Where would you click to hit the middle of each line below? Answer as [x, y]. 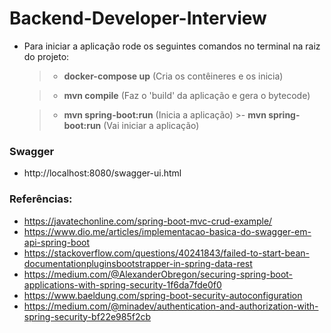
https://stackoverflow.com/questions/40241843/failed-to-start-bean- [166, 253]
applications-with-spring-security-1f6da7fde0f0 [122, 284]
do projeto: [46, 56]
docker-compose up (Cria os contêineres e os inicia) [173, 76]
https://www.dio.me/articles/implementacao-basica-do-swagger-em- [167, 231]
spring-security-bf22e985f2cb [87, 316]
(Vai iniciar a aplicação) [151, 125]
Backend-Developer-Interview [138, 18]
